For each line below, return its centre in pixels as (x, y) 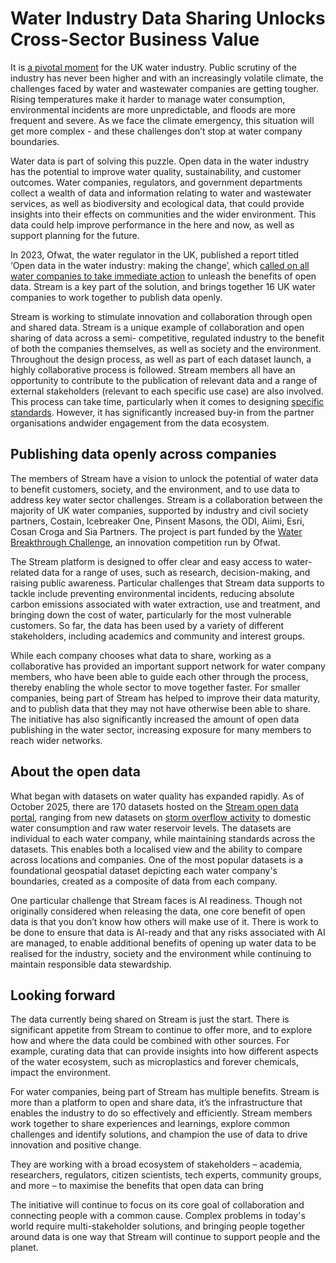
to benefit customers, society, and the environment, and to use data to (155, 489)
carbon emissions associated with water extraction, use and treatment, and (165, 604)
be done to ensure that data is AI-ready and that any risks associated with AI (168, 932)
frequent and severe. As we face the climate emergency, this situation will (162, 120)
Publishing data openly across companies (143, 454)
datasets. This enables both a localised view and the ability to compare (156, 849)
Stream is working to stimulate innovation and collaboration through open (161, 316)
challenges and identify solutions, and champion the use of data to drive (159, 1134)
